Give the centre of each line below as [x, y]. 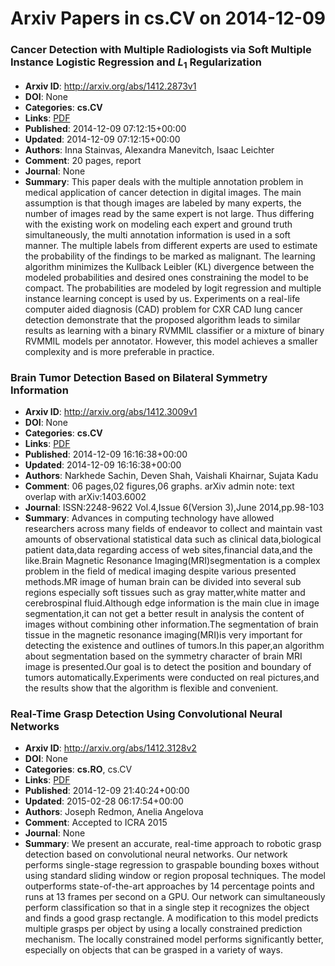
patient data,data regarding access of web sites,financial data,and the [168, 550]
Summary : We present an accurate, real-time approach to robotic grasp [173, 844]
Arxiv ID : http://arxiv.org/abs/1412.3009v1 [111, 412]
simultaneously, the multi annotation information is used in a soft [157, 234]
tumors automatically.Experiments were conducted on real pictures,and [172, 678]
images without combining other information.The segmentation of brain [171, 624]
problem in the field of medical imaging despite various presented [160, 571]
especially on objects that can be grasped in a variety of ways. [153, 950]
